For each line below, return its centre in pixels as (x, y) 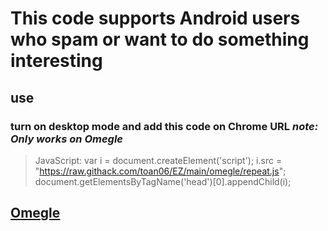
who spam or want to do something (160, 39)
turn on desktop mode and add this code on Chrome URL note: (164, 126)
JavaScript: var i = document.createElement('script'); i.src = (158, 160)
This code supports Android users (155, 18)
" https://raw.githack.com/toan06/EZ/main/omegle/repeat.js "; (160, 171)
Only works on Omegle (67, 139)
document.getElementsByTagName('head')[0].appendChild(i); (163, 181)
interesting (56, 61)
